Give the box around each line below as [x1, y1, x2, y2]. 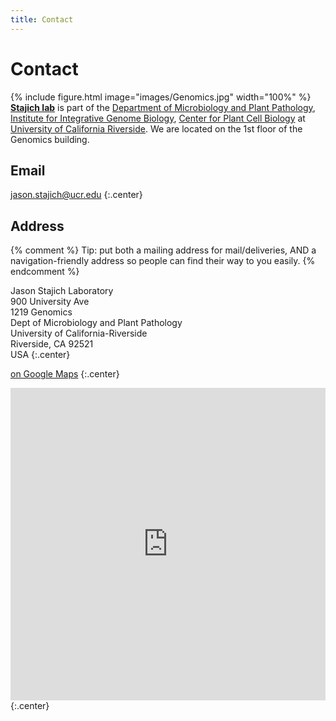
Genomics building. [10, 133, 90, 145]
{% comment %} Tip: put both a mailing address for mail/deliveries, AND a [10, 244, 317, 256]
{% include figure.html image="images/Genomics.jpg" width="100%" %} [10, 91, 312, 103]
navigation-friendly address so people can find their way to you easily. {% [10, 255, 316, 267]
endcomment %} [10, 266, 80, 278]
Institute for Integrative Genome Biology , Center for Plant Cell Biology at [10, 112, 306, 124]
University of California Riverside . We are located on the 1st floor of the [10, 122, 303, 135]
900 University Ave [10, 296, 90, 308]
